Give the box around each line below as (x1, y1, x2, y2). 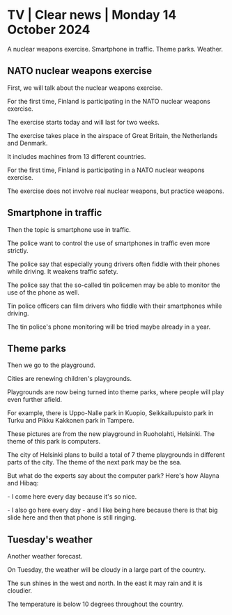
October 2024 (7, 22, 91, 38)
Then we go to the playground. (7, 361, 96, 369)
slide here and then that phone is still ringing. (7, 513, 137, 522)
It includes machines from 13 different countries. (7, 152, 146, 160)
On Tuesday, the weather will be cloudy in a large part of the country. (7, 566, 206, 574)
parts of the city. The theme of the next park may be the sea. (7, 458, 183, 467)
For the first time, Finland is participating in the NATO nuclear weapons (7, 97, 210, 105)
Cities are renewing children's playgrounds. (7, 375, 132, 383)
